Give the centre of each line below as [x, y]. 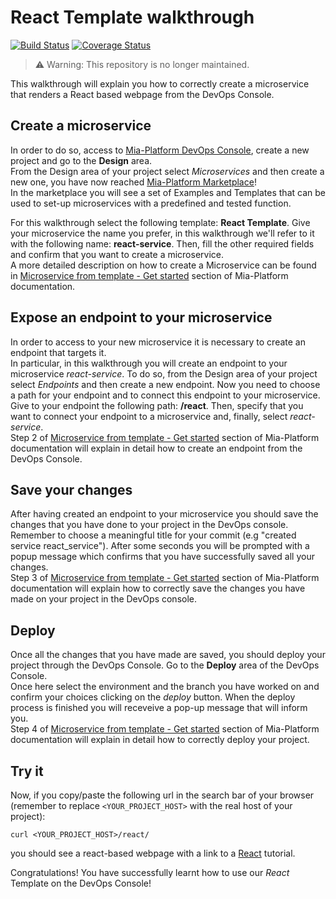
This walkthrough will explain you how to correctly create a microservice [160, 83]
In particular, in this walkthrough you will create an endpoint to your [149, 363]
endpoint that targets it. [58, 352]
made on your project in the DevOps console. [104, 599]
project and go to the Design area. [81, 160]
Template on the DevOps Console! [81, 883]
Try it [27, 771]
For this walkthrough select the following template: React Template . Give [160, 222]
